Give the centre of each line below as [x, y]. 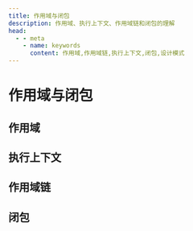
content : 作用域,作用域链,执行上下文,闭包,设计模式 [107, 53]
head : [17, 31]
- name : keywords [52, 46]
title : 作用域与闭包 [39, 16]
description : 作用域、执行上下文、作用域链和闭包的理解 [92, 23]
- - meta [30, 38]
